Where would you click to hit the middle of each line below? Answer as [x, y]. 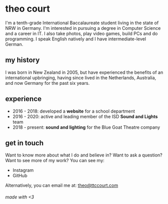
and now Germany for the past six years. [47, 83]
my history [22, 60]
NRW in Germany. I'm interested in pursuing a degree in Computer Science [83, 28]
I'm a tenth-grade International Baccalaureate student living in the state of [82, 23]
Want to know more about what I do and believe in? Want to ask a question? [84, 155]
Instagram [23, 170]
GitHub [20, 176]
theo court [28, 9]
